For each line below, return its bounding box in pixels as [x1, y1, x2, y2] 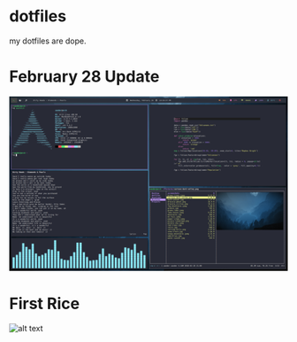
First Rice [9, 294, 80, 314]
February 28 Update [9, 66, 160, 87]
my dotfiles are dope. [9, 35, 87, 46]
